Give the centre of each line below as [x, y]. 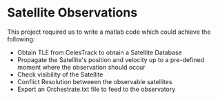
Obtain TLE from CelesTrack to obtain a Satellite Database [100, 52]
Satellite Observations [72, 13]
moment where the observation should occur [81, 67]
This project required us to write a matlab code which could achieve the [109, 32]
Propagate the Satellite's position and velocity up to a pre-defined [111, 59]
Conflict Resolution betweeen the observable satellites [95, 81]
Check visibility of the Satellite [60, 74]
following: [21, 39]
